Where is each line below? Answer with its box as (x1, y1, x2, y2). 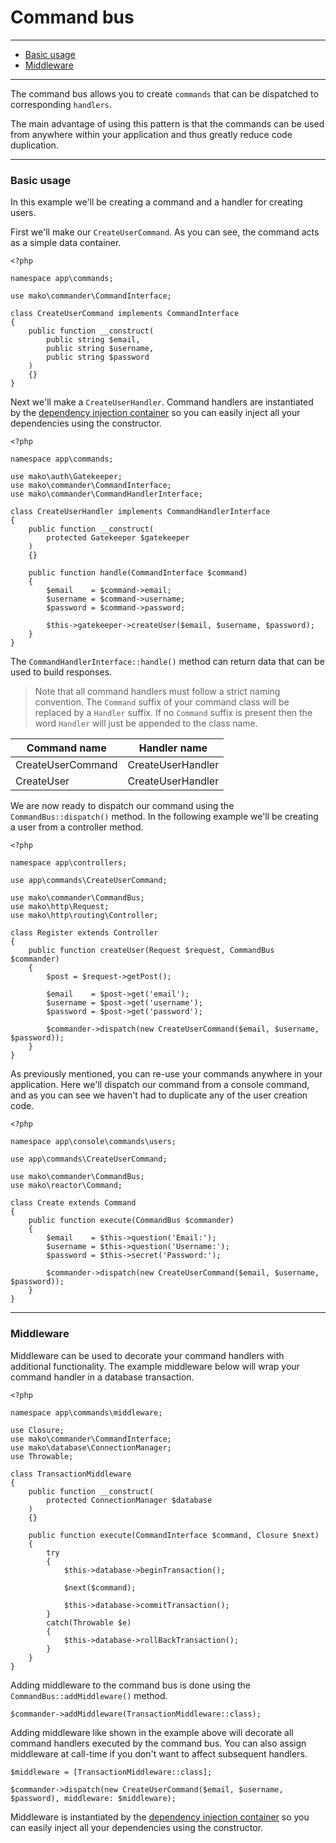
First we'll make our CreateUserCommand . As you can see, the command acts (10, 226, 320, 238)
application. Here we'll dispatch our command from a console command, (10, 1079, 310, 1091)
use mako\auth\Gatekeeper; (10, 472, 123, 482)
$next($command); (63, 1582, 137, 1593)
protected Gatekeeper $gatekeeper (46, 533, 190, 543)
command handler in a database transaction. (10, 1371, 195, 1383)
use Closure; (10, 1425, 65, 1435)
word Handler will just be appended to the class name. (34, 717, 258, 730)
